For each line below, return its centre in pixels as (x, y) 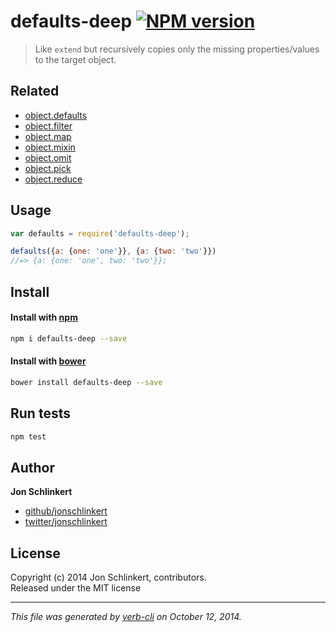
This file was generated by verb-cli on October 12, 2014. (126, 617)
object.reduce (53, 179)
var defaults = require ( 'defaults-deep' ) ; (100, 233)
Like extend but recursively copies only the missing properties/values (177, 49)
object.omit (48, 157)
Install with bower (48, 361)
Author (32, 467)
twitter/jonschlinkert (66, 522)
